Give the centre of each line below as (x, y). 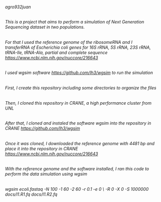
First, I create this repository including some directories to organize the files (81, 88)
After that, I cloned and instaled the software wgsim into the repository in (78, 123)
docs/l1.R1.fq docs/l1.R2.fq (31, 194)
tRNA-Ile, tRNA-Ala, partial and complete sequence (56, 52)
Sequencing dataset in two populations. (45, 27)
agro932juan (18, 7)
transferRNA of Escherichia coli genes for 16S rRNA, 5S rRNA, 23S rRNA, (78, 47)
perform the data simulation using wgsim (46, 174)
